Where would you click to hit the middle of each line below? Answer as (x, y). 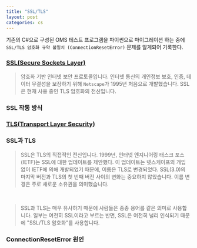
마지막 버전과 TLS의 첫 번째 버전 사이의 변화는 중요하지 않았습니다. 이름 (102, 176)
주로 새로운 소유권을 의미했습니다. (70, 184)
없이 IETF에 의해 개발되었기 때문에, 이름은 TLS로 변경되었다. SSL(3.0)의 (103, 169)
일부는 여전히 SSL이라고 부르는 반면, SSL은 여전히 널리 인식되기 (106, 215)
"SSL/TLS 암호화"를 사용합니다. (63, 222)
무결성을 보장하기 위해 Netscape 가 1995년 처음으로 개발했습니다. (105, 83)
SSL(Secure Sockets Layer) (46, 63)
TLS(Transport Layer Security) (51, 124)
